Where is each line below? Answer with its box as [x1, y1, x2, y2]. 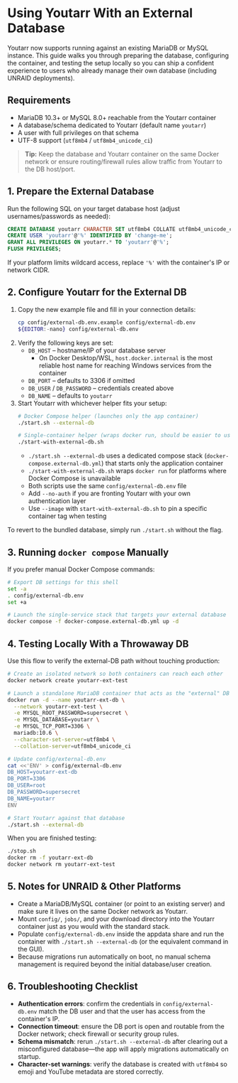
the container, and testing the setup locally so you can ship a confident [7, 58, 215, 67]
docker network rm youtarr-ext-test [7, 861, 115, 868]
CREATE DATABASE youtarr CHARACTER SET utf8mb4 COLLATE [7, 225, 176, 232]
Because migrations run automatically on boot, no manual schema [17, 952, 211, 961]
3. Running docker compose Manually [7, 546, 169, 559]
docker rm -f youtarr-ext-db [7, 854, 93, 861]
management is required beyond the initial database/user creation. [17, 959, 212, 968]
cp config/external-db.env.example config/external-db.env [17, 318, 196, 326]
